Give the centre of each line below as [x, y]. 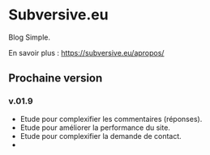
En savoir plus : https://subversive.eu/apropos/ [86, 52]
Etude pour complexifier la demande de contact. [101, 136]
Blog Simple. [30, 37]
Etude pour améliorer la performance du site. [95, 128]
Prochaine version [56, 78]
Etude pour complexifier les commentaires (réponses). [111, 119]
